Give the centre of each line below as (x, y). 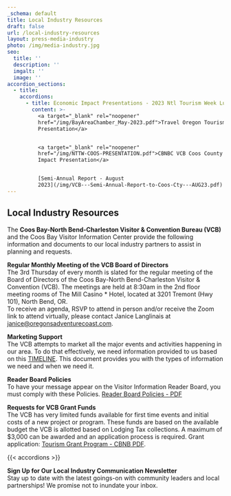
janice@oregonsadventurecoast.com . (60, 323)
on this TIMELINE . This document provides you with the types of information (115, 358)
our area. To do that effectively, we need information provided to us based (112, 351)
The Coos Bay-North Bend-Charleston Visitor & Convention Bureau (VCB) (114, 229)
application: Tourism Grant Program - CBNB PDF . (77, 444)
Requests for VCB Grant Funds (52, 407)
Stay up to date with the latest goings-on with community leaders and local (113, 478)
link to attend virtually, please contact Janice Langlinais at (89, 316)
